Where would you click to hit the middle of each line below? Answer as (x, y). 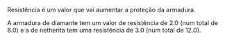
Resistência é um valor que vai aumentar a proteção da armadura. (101, 10)
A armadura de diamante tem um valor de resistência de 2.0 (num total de (113, 23)
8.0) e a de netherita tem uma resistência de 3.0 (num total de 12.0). (104, 30)
